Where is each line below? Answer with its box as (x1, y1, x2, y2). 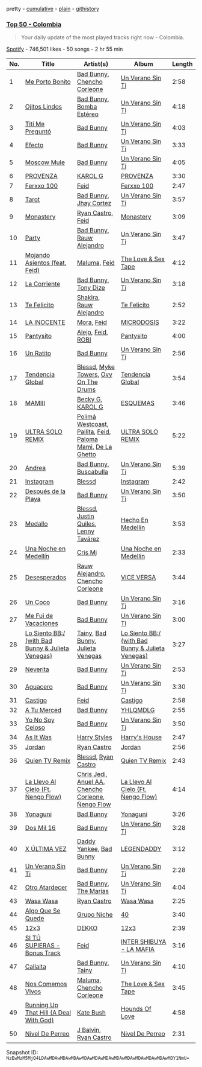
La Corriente (25, 280, 61, 288)
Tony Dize (77, 284, 105, 292)
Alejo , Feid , (77, 328, 108, 337)
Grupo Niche (77, 911, 113, 919)
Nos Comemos (25, 980, 67, 989)
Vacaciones (25, 619, 58, 628)
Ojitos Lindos (25, 103, 62, 111)
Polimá (77, 413, 96, 421)
